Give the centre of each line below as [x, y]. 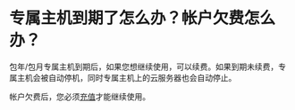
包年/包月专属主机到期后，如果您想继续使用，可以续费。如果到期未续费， [144, 67]
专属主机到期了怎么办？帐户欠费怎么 [143, 18]
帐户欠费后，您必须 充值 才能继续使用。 [80, 96]
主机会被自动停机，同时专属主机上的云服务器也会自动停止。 [126, 77]
